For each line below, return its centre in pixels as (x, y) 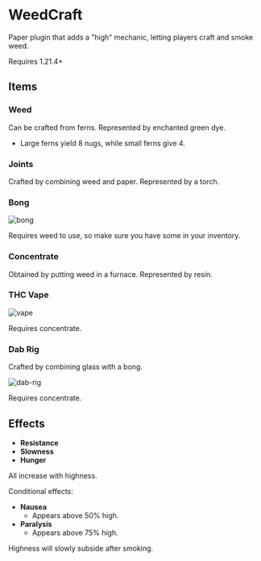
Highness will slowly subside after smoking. (81, 548)
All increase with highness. (53, 475)
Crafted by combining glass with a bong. (76, 367)
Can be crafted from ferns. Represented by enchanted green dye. (117, 128)
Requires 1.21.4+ (36, 61)
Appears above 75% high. (75, 532)
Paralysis (36, 524)
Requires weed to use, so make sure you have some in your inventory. (124, 236)
